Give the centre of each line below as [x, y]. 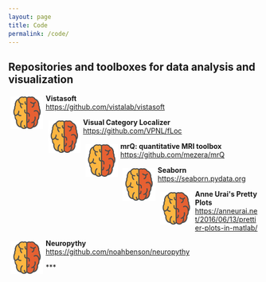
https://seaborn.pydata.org [202, 178]
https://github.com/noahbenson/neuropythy [118, 252]
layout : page [30, 17]
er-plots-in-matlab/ [226, 228]
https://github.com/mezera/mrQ [173, 155]
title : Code [28, 25]
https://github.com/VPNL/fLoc [133, 131]
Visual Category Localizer [127, 123]
